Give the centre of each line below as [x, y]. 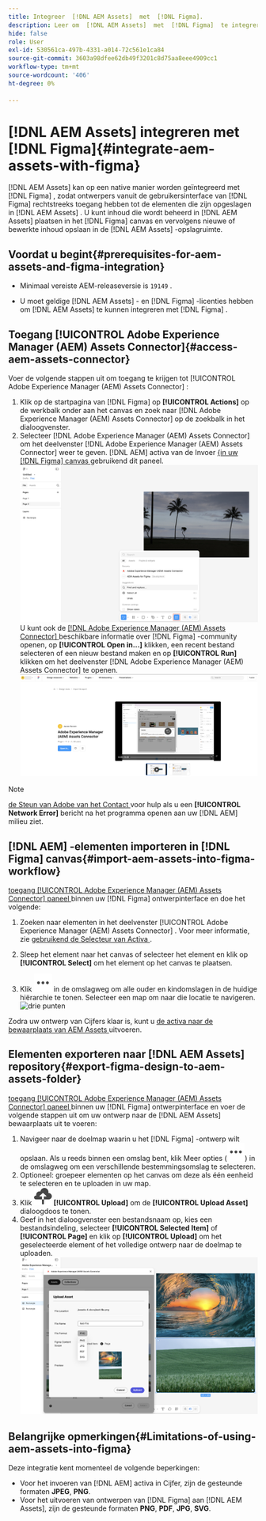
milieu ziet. [26, 821]
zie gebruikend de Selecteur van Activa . [86, 939]
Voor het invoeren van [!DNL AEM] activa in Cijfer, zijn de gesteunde [131, 1483]
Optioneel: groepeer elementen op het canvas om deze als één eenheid [136, 1174]
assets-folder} [45, 1079]
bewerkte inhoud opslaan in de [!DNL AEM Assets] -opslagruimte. [116, 229]
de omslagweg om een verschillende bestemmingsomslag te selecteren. [137, 1166]
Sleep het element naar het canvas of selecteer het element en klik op [134, 954]
